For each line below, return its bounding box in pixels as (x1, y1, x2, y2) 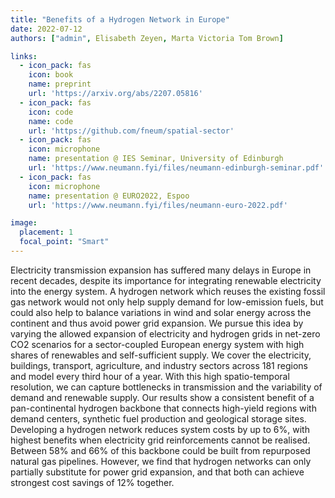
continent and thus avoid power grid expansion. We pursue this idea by (10, 317, 304, 329)
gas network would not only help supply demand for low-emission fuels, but (10, 296, 324, 308)
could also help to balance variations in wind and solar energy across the (10, 306, 312, 318)
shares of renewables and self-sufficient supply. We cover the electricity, (10, 349, 312, 361)
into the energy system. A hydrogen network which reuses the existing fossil (10, 285, 326, 297)
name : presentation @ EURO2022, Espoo (28, 191, 190, 201)
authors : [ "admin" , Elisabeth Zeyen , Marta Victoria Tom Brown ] (10, 33, 284, 43)
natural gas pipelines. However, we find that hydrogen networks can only (10, 455, 312, 467)
